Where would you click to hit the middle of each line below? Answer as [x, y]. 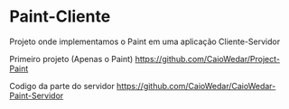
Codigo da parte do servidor [62, 86]
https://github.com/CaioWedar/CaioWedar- [196, 86]
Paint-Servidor [37, 95]
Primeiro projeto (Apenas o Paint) [71, 59]
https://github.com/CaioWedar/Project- [207, 59]
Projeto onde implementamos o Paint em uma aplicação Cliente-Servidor [145, 41]
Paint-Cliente [60, 17]
